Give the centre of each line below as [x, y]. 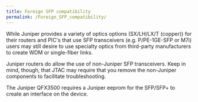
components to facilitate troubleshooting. [56, 76]
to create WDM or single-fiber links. [49, 52]
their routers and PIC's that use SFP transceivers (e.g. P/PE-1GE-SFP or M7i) [99, 40]
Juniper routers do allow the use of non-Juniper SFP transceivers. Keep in [96, 64]
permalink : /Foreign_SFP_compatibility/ [57, 17]
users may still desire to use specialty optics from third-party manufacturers [99, 46]
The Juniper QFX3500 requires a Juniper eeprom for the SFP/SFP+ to [91, 87]
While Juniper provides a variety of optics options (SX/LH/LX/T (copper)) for [99, 33]
